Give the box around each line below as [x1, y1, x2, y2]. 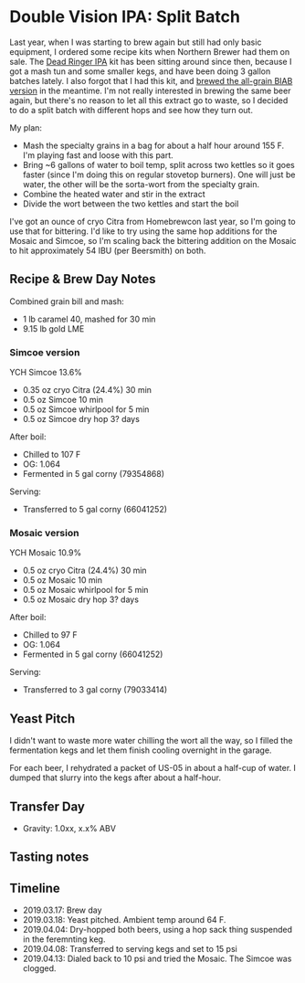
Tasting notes [9, 850, 89, 865]
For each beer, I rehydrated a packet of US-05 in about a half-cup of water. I [9, 763, 297, 774]
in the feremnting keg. [22, 934, 106, 945]
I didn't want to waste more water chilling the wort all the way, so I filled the [9, 735, 293, 746]
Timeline [9, 880, 61, 896]
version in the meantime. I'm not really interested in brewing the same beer [9, 85, 291, 96]
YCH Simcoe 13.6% [9, 367, 82, 378]
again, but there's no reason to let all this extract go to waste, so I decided [9, 94, 289, 106]
